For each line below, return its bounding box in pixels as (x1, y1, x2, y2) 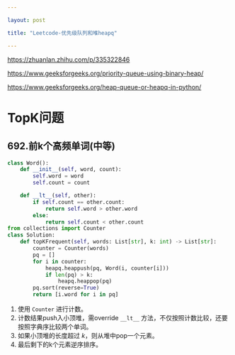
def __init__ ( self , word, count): (20, 166, 122, 173)
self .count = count (33, 179, 91, 187)
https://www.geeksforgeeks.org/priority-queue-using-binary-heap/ (7, 69, 204, 77)
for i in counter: (33, 258, 87, 265)
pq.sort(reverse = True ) (33, 285, 100, 292)
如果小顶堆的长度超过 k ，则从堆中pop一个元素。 (17, 332, 159, 339)
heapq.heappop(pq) (57, 278, 113, 285)
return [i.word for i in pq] (33, 291, 119, 298)
